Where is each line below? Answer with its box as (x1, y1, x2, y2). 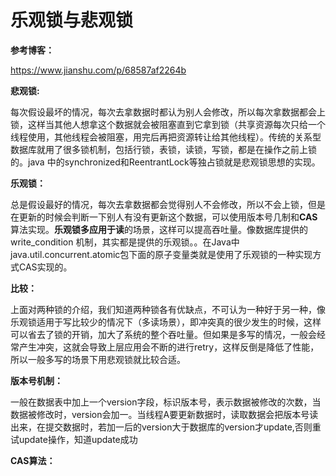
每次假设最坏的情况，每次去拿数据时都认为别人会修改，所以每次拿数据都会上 (10, 106, 326, 118)
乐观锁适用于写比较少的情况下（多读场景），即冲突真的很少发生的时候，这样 (10, 316, 322, 328)
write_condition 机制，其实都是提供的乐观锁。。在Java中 (10, 236, 240, 248)
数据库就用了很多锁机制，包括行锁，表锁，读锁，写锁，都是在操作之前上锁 (10, 143, 317, 155)
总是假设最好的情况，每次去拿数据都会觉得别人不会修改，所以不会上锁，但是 (10, 198, 326, 210)
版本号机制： (10, 374, 63, 386)
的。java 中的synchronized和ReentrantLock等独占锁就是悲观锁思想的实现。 (10, 156, 321, 168)
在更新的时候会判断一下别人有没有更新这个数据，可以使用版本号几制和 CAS (10, 211, 318, 223)
